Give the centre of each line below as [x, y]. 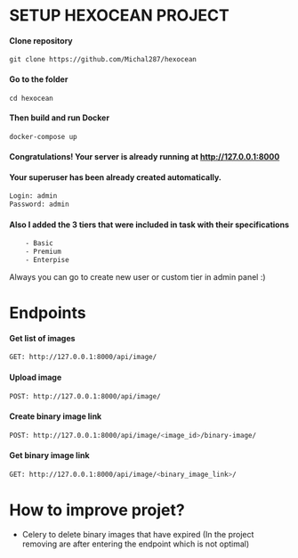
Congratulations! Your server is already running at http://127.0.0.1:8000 [145, 157]
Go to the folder [39, 79]
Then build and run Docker [59, 118]
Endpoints [48, 313]
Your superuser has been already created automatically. [116, 177]
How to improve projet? [97, 510]
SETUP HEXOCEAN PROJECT [119, 16]
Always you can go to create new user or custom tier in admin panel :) [137, 277]
